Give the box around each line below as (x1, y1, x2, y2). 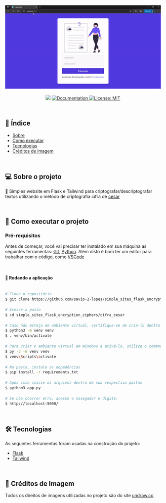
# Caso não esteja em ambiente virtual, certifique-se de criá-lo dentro (5, 323, 161, 328)
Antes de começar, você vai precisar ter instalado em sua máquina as (5, 243, 147, 249)
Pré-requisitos (5, 232, 41, 239)
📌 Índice (5, 119, 31, 128)
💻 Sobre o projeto (5, 173, 62, 181)
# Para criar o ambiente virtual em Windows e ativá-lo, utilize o (5, 344, 147, 349)
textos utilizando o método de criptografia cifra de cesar (5, 193, 120, 199)
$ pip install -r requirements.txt (5, 370, 79, 375)
